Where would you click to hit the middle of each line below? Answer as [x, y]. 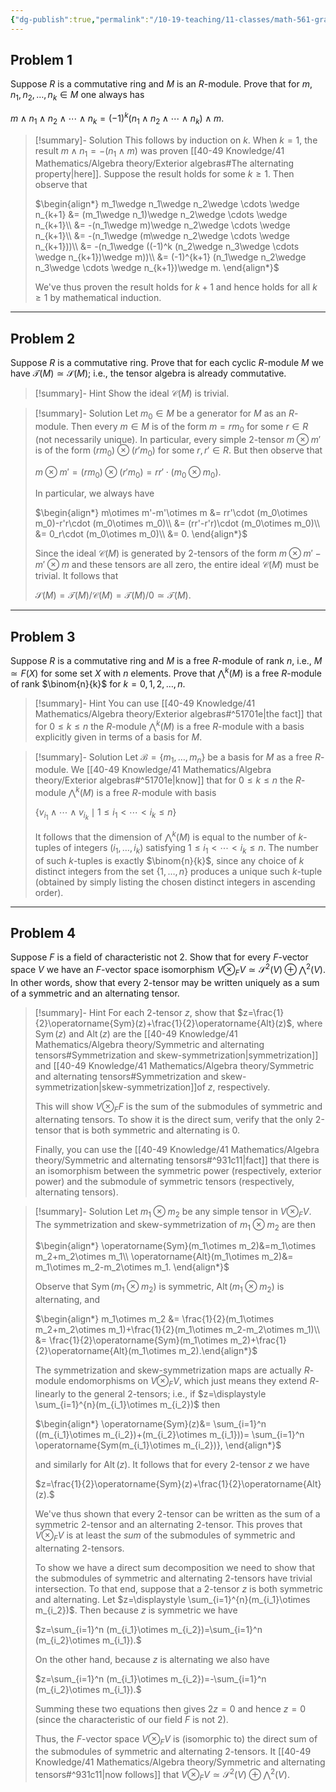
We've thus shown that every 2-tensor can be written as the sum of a [177, 1513]
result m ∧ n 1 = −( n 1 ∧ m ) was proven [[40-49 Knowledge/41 [159, 151]
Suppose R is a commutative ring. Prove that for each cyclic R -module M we [167, 363]
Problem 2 [43, 338]
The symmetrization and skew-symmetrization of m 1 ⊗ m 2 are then [175, 1225]
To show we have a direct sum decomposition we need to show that [174, 1567]
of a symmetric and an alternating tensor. [95, 993]
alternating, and [67, 1300]
